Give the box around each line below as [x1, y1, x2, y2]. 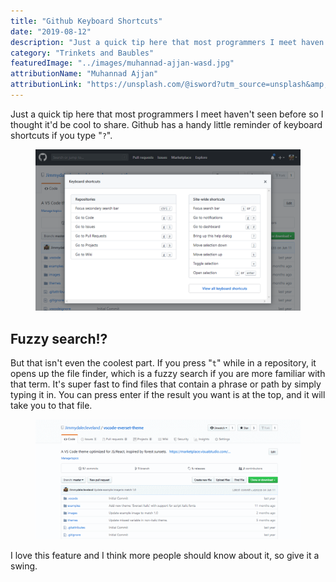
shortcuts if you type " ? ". [10, 129, 113, 141]
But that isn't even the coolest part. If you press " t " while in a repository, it [10, 357, 317, 369]
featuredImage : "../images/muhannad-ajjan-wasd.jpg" [10, 58, 235, 69]
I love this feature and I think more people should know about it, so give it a [10, 549, 320, 561]
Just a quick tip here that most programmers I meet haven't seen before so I [10, 108, 324, 120]
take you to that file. [10, 400, 93, 412]
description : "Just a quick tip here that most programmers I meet [10, 37, 298, 47]
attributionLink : [10, 80, 83, 90]
